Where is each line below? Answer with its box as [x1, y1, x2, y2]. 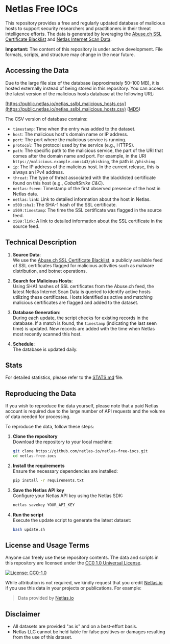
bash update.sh [12, 527, 45, 532]
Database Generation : [12, 309, 60, 315]
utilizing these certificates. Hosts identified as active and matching [12, 294, 153, 300]
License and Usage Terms [5, 541, 89, 550]
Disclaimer [5, 610, 40, 619]
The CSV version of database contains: [5, 116, 88, 122]
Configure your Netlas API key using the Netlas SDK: [12, 493, 124, 499]
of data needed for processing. [5, 414, 70, 420]
